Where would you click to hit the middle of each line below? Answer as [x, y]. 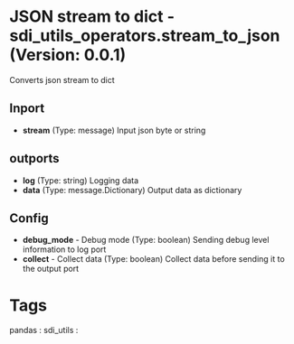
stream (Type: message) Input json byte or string [114, 130]
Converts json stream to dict [62, 79]
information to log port [64, 249]
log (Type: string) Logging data [81, 180]
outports [35, 158]
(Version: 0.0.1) [68, 55]
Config [29, 218]
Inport [27, 109]
